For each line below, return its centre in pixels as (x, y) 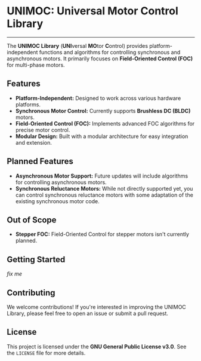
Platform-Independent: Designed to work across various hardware (98, 98)
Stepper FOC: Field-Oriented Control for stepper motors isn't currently (102, 234)
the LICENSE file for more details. (46, 353)
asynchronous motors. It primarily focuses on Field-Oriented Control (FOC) (100, 59)
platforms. (28, 104)
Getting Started (36, 259)
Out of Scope (32, 220)
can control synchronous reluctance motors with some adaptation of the (104, 195)
